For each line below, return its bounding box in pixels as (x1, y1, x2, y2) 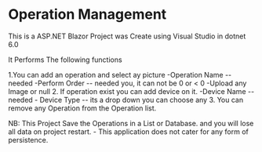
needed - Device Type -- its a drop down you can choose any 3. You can (8, 95, 244, 104)
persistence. (8, 135, 49, 144)
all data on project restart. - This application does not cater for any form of (8, 127, 249, 136)
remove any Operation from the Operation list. (8, 103, 157, 113)
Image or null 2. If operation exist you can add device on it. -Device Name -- (8, 86, 255, 96)
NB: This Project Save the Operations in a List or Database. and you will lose (8, 118, 254, 128)
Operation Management (8, 5, 167, 24)
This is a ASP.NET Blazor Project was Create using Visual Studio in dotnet (8, 31, 246, 41)
